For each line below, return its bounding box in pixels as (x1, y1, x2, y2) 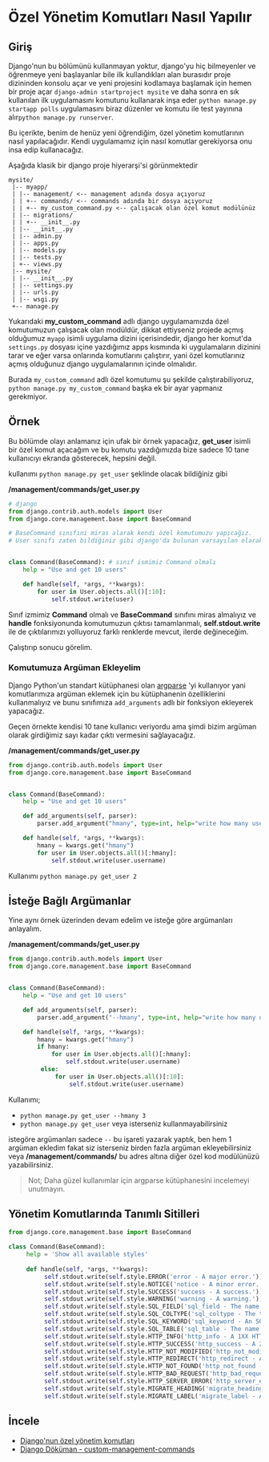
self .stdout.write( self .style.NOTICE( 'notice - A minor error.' (43, 1280, 263, 1288)
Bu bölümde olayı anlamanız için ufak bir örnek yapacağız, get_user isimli (8, 436, 251, 445)
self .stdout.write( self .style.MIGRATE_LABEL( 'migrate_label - (43, 1392, 256, 1400)
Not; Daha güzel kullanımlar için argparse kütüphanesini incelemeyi (27, 1176, 250, 1185)
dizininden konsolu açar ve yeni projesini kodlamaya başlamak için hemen (8, 79, 252, 87)
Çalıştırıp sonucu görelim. (8, 642, 93, 652)
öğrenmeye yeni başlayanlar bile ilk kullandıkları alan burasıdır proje (8, 70, 231, 79)
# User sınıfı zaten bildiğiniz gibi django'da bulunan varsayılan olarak (8, 537, 263, 545)
